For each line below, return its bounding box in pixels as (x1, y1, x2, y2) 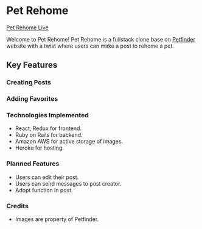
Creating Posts (6, 78, 52, 87)
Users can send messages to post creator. (15, 180, 122, 187)
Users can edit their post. (15, 173, 79, 181)
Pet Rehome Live (6, 24, 49, 31)
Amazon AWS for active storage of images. (15, 138, 124, 145)
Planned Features (6, 159, 60, 168)
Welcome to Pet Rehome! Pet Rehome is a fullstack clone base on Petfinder (6, 35, 196, 43)
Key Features (6, 60, 58, 70)
